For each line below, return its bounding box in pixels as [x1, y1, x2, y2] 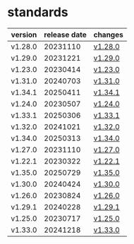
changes [93, 30, 123, 39]
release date [44, 30, 87, 39]
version [11, 30, 37, 39]
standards [7, 4, 68, 20]
